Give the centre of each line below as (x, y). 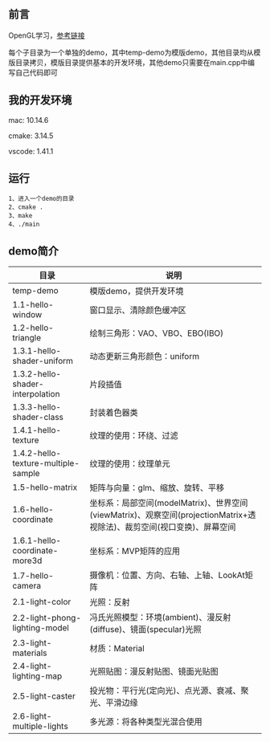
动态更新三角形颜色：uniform (144, 357)
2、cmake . (26, 207)
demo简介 (33, 251)
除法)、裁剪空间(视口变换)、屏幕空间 (167, 527)
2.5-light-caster (44, 696)
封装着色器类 (114, 413)
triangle (27, 338)
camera (27, 586)
